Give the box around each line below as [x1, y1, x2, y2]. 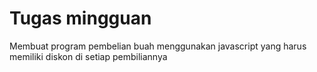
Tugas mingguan [9, 7, 152, 30]
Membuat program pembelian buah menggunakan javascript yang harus [9, 40, 307, 52]
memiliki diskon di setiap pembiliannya [9, 50, 168, 62]
